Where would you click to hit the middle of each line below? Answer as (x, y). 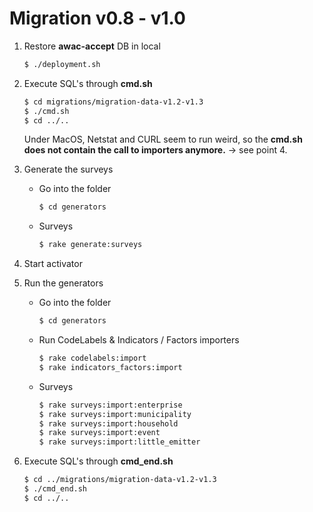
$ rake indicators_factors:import (110, 367)
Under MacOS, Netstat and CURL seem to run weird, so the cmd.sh (163, 139)
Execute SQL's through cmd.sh (88, 83)
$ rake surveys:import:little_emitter (119, 442)
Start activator (53, 264)
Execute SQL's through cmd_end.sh (98, 461)
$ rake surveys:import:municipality (115, 414)
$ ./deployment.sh (62, 64)
